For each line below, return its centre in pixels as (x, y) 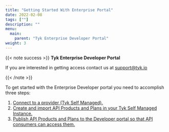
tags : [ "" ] (17, 19)
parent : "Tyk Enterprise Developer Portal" (62, 39)
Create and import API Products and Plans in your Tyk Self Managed (85, 108)
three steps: (18, 93)
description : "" (23, 24)
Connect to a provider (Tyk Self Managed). (58, 102)
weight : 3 (16, 43)
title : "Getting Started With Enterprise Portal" (59, 10)
